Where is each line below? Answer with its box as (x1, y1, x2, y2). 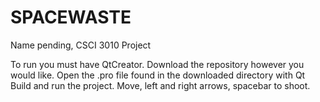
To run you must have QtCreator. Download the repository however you (10, 58, 305, 70)
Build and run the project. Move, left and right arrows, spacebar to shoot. (10, 79, 311, 91)
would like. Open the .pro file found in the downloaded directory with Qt (10, 69, 306, 81)
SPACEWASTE (10, 6, 132, 29)
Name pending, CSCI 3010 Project (10, 39, 152, 51)
